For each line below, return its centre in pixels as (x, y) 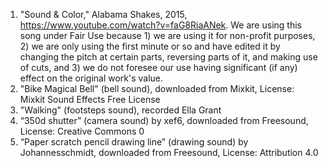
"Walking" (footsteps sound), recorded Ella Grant (120, 110)
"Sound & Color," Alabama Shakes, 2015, (103, 14)
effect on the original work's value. (91, 78)
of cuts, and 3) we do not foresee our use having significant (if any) (158, 67)
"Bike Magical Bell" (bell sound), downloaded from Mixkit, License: (157, 88)
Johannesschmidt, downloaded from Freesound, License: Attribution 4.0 (169, 152)
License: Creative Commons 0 (82, 131)
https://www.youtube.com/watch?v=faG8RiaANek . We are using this (160, 25)
